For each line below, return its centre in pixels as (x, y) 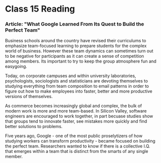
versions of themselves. (29, 97)
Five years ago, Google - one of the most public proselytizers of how (74, 136)
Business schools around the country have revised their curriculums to (76, 41)
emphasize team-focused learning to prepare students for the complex (76, 46)
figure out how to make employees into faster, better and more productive (79, 91)
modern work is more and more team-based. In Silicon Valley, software (76, 111)
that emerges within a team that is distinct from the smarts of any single (77, 151)
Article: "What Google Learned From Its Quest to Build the (75, 24)
